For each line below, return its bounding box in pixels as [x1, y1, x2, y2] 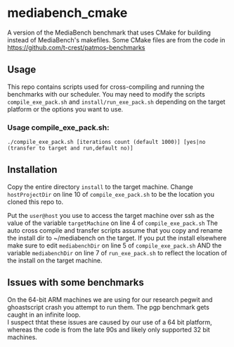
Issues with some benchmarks [7, 276, 144, 288]
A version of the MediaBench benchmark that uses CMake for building [7, 28, 211, 37]
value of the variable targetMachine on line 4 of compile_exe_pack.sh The [7, 219, 219, 227]
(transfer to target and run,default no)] [7, 145, 134, 152]
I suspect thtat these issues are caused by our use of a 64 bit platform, [7, 317, 212, 326]
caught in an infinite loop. [7, 310, 81, 319]
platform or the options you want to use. [7, 104, 124, 114]
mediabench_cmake [7, 5, 128, 21]
